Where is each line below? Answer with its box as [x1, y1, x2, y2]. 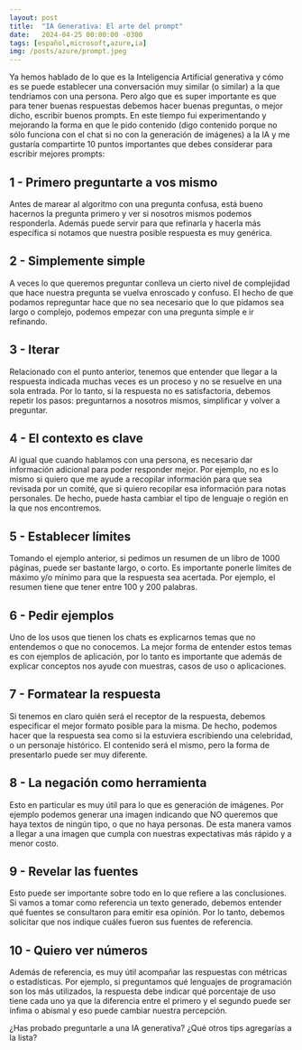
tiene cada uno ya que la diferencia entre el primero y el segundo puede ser [9, 996, 291, 1007]
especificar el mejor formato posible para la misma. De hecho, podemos [9, 720, 278, 731]
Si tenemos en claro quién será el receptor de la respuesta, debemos [9, 710, 266, 721]
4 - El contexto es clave [9, 430, 143, 445]
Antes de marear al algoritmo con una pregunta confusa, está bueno [9, 198, 263, 209]
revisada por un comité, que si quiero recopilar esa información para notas [9, 483, 287, 494]
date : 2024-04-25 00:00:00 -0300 [9, 30, 143, 39]
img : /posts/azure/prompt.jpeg [9, 47, 127, 56]
